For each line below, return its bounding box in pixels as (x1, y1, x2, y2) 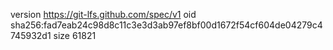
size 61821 (53, 30, 97, 41)
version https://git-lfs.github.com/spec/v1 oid (10, 9, 197, 20)
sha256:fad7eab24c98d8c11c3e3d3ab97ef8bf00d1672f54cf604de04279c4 (10, 19, 323, 31)
